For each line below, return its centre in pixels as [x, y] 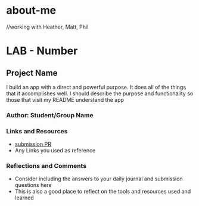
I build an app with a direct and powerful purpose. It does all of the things [96, 87]
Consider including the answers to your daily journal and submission [99, 179]
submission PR [33, 144]
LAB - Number [42, 51]
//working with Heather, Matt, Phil [47, 27]
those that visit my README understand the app [65, 99]
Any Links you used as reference [55, 151]
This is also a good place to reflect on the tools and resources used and [103, 192]
